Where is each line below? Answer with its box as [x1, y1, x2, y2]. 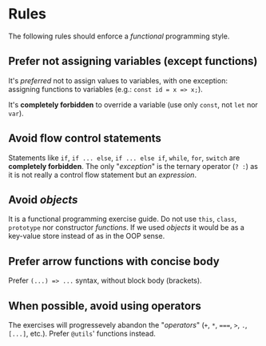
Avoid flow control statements [8, 131, 162, 145]
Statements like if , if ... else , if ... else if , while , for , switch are [8, 153, 240, 163]
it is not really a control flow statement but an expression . [8, 170, 197, 179]
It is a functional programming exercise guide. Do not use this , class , [8, 214, 237, 224]
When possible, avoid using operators [8, 299, 201, 312]
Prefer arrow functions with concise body [8, 254, 220, 268]
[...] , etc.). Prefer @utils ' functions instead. [8, 329, 156, 338]
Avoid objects [8, 193, 78, 207]
